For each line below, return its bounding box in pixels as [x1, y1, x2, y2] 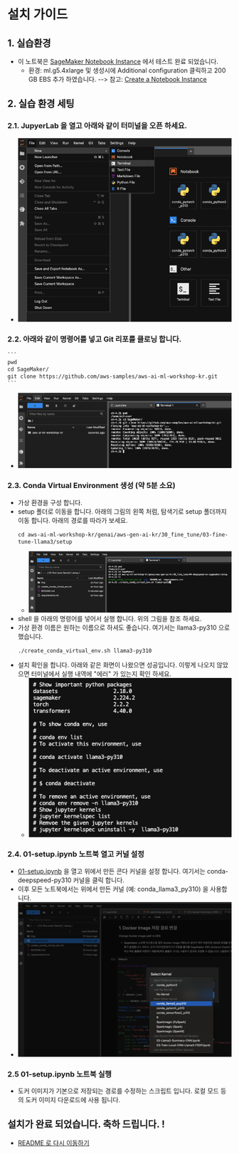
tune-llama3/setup [17, 538, 73, 545]
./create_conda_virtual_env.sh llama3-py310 [17, 647, 152, 655]
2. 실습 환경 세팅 [7, 97, 75, 110]
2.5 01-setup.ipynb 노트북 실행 [7, 1069, 112, 1079]
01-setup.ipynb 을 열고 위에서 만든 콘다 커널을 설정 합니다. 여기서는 [17, 867, 206, 875]
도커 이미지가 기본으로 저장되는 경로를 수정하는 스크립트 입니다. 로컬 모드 [17, 1086, 219, 1096]
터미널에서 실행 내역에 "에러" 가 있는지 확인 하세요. [31, 669, 172, 678]
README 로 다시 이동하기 [17, 1138, 90, 1147]
